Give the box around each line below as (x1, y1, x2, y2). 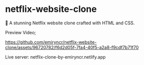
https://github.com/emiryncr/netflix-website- (5, 39, 97, 45)
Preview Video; (5, 29, 36, 35)
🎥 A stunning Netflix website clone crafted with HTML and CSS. (5, 20, 135, 26)
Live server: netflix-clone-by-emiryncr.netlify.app (5, 54, 106, 60)
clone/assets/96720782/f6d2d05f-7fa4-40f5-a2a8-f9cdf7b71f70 (5, 44, 139, 50)
